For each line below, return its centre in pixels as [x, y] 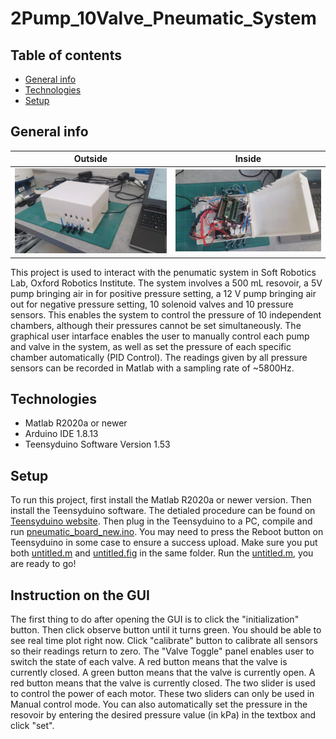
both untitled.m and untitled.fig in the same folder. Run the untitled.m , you [162, 553]
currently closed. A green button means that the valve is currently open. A [163, 673]
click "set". [32, 726]
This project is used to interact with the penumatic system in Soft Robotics [163, 272]
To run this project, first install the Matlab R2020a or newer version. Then [161, 500]
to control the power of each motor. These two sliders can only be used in [162, 694]
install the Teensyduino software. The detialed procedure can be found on [163, 511]
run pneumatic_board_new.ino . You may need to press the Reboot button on [167, 532]
